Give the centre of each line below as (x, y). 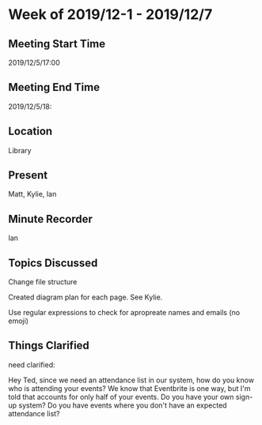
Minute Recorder (50, 219)
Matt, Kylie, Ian (32, 194)
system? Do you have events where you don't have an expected (123, 405)
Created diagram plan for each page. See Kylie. (85, 297)
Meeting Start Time (57, 44)
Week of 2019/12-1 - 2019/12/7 (110, 15)
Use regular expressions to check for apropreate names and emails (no (124, 313)
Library (20, 150)
